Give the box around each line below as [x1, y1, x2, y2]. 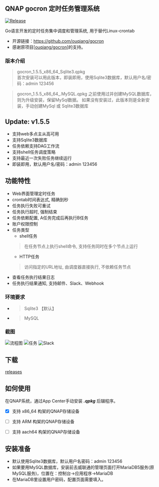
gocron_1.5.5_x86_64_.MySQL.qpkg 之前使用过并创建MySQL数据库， [16, 91, 154, 97]
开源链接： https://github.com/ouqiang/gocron [12, 38, 104, 44]
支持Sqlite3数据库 [12, 137, 48, 143]
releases [5, 369, 22, 375]
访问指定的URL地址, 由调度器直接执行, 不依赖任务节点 [24, 264, 131, 270]
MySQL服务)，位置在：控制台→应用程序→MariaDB [12, 470, 113, 476]
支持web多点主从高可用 [12, 130, 59, 137]
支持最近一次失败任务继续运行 [12, 155, 72, 161]
